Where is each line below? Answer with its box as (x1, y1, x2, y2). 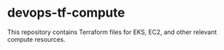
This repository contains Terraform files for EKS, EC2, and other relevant (7, 28, 217, 36)
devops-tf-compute (7, 5, 125, 21)
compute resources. (7, 35, 65, 43)
